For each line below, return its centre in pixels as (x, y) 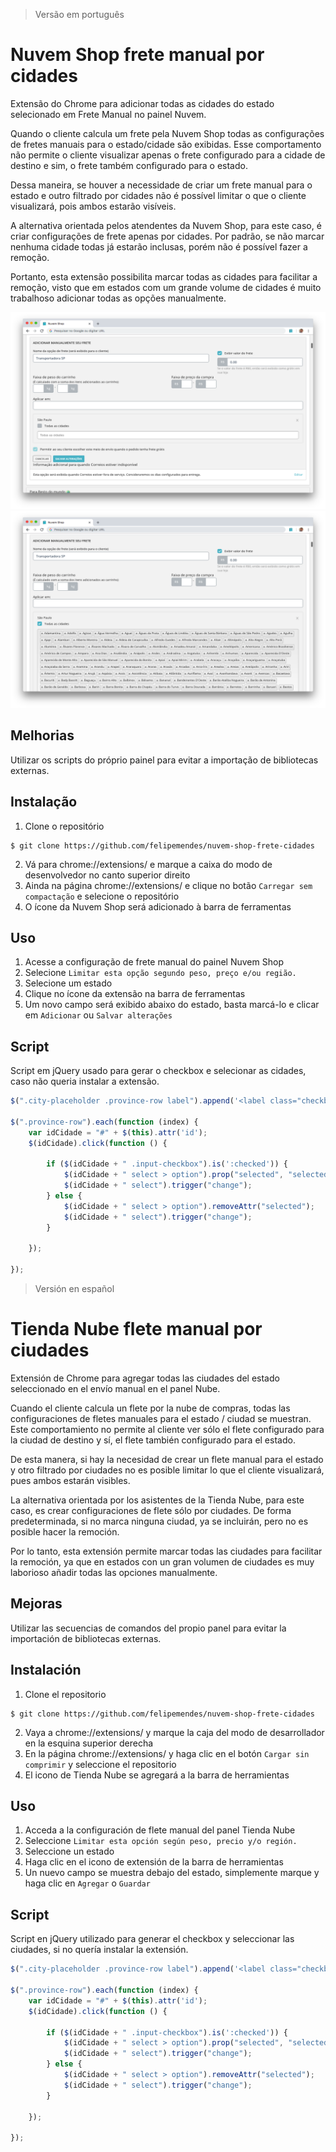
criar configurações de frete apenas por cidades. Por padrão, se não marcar (167, 236)
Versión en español (74, 1289)
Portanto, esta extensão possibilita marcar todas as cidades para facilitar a (164, 276)
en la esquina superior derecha (89, 1743)
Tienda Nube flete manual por (136, 1329)
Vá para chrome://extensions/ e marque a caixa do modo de (148, 864)
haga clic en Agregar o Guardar (87, 1883)
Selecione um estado (68, 983)
